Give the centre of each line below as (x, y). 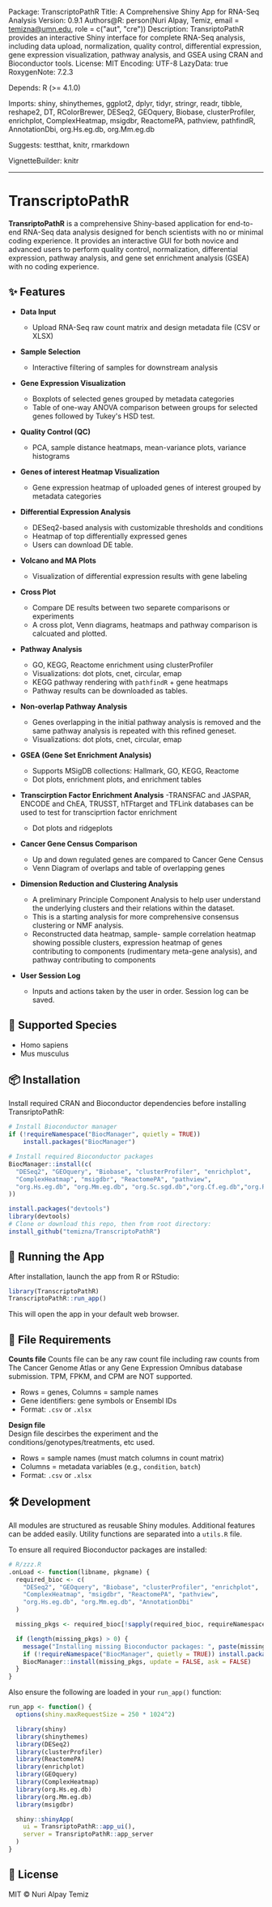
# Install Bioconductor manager (63, 1127)
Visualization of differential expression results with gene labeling (140, 576)
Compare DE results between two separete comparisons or (131, 607)
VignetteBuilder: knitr (44, 161)
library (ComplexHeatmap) (57, 1782)
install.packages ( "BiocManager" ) (79, 1142)
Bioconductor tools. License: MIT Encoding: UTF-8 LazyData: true (118, 63)
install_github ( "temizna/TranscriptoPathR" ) (85, 1232)
